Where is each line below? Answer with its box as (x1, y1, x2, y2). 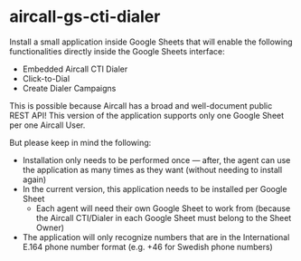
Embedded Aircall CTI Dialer (22, 63, 128, 74)
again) (22, 174, 47, 185)
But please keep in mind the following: (9, 137, 152, 148)
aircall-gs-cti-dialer (9, 6, 161, 27)
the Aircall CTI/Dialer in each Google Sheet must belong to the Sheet (35, 212, 292, 223)
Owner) (35, 222, 65, 233)
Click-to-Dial (22, 72, 71, 83)
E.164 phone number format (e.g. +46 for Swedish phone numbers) (22, 241, 273, 252)
